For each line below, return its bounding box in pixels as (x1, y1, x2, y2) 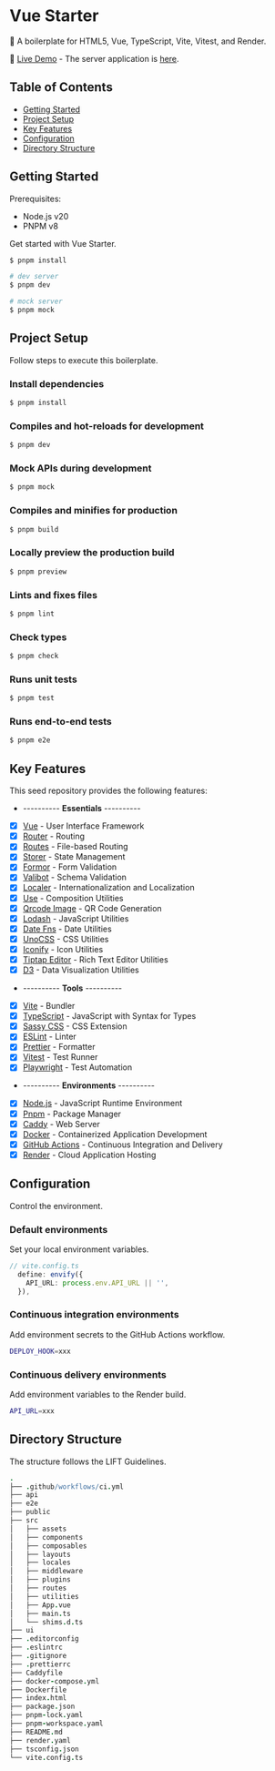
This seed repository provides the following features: (9, 785, 208, 797)
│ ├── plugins (9, 1575, 71, 1584)
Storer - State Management (22, 851, 126, 862)
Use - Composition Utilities (22, 892, 124, 903)
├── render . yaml (9, 1735, 71, 1745)
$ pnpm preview (9, 566, 67, 576)
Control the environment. (9, 1200, 103, 1211)
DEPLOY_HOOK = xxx (9, 1347, 71, 1356)
